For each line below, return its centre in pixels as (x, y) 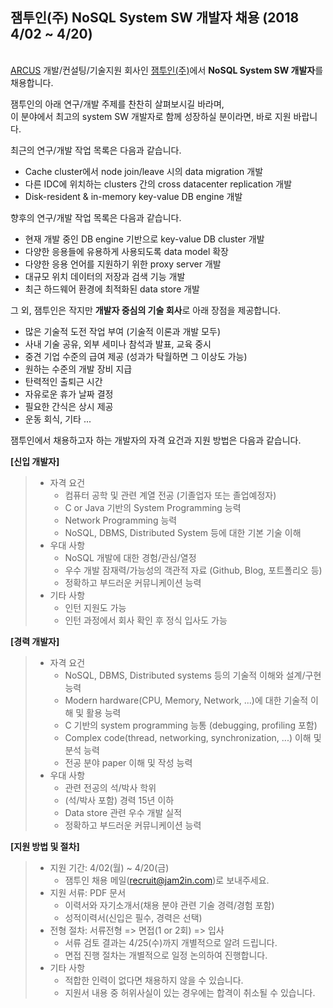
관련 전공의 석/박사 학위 (110, 787)
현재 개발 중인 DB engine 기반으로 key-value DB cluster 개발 (144, 239)
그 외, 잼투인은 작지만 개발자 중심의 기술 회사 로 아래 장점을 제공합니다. (145, 310)
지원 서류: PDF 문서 (88, 892)
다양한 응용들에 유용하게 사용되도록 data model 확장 (126, 251)
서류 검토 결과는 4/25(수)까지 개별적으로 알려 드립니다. (171, 942)
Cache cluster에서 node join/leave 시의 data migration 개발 (144, 171)
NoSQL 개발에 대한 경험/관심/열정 (130, 557)
